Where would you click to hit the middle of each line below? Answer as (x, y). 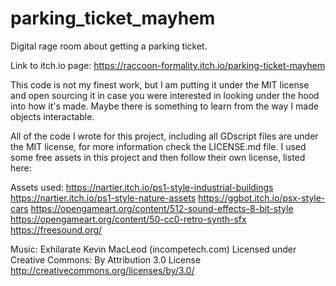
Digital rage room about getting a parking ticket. (109, 46)
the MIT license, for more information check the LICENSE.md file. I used (158, 146)
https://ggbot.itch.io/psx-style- (262, 198)
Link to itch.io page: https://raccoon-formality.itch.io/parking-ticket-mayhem (168, 65)
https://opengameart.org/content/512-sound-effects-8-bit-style (162, 208)
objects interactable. (52, 116)
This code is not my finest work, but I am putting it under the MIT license (160, 84)
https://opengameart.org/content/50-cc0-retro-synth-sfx (128, 219)
